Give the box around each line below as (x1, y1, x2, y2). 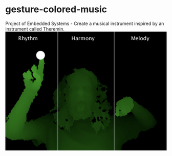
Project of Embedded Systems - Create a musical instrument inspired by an (5, 20, 164, 27)
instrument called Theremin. (5, 25, 65, 32)
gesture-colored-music (5, 4, 107, 15)
